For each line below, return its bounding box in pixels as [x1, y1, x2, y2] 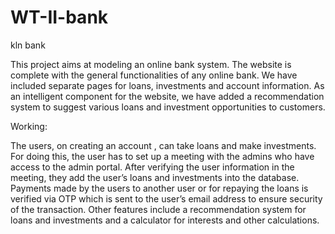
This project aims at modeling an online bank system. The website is [10, 58, 292, 70]
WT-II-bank [10, 6, 109, 29]
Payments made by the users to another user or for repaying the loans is [10, 182, 309, 194]
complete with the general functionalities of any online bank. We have [10, 69, 298, 81]
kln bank [10, 39, 46, 51]
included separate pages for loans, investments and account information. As [10, 79, 325, 91]
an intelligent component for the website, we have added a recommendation [10, 90, 325, 102]
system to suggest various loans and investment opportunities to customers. [10, 101, 326, 113]
